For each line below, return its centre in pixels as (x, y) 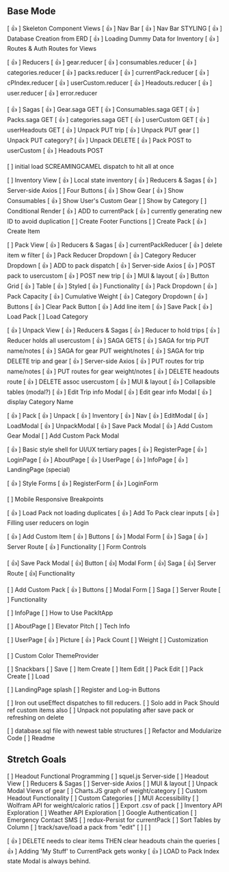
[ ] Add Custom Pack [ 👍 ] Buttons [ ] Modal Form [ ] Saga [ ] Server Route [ (114, 589)
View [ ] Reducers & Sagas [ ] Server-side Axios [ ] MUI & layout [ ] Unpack (112, 783)
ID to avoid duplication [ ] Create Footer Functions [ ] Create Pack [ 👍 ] (107, 221)
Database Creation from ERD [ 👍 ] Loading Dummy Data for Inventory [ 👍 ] (113, 38)
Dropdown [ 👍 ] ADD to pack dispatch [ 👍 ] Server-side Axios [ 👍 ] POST (111, 265)
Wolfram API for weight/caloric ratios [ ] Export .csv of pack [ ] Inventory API (115, 805)
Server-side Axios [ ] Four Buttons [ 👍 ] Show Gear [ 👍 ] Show (96, 190)
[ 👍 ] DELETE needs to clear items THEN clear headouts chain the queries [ (113, 840)
